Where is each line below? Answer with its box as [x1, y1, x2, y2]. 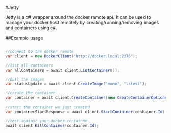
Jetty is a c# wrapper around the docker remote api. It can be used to [5, 14, 151, 20]
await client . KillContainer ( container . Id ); [5, 123, 99, 128]
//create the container [5, 91, 56, 96]
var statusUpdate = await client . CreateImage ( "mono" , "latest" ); [5, 81, 147, 87]
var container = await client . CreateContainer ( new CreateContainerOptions [5, 95, 167, 101]
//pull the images [5, 77, 44, 82]
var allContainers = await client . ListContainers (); [5, 68, 120, 73]
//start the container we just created [5, 105, 90, 110]
